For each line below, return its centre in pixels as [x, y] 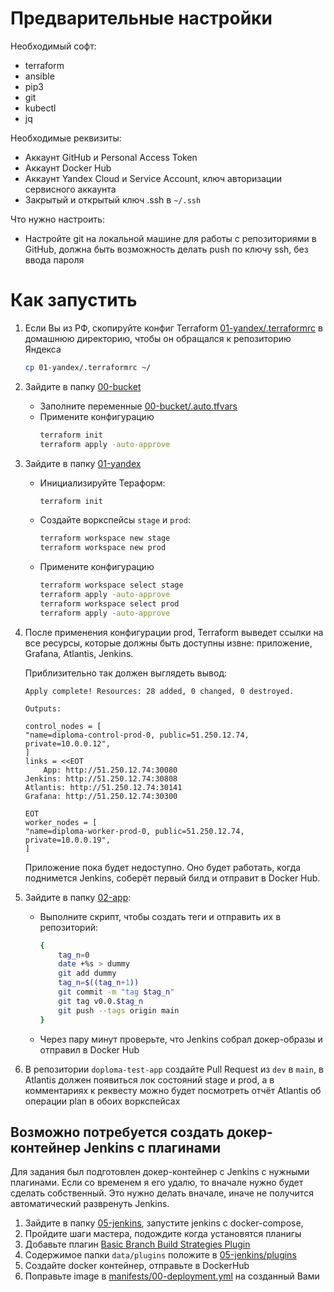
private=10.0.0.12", [67, 743]
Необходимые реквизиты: [66, 138]
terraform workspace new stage [105, 538]
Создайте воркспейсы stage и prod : [115, 520]
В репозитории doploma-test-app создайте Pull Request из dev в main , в [174, 1069]
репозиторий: [68, 927]
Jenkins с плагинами [152, 1147]
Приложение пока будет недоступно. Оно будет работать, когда [163, 867]
